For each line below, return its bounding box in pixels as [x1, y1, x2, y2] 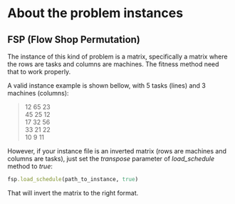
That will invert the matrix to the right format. [7, 188, 139, 197]
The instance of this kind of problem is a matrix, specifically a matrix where [7, 52, 228, 61]
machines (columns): [7, 89, 69, 97]
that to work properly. [7, 68, 71, 76]
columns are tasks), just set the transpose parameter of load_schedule [7, 155, 215, 163]
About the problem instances [7, 5, 184, 21]
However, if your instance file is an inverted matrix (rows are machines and [7, 147, 226, 155]
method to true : [7, 162, 53, 170]
